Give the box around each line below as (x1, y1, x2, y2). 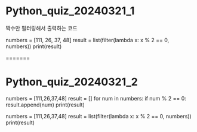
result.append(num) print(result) (5, 101, 85, 108)
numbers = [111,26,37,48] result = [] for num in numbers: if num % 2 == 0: (5, 95, 186, 102)
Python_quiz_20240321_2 (5, 76, 138, 89)
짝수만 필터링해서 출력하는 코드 (5, 24, 78, 32)
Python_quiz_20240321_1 (5, 4, 135, 18)
